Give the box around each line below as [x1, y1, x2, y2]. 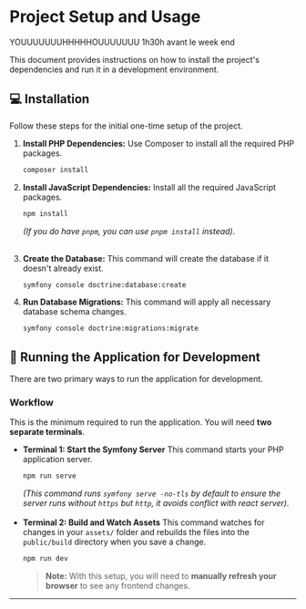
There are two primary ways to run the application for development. [9, 374, 264, 385]
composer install [22, 165, 89, 174]
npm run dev [22, 554, 68, 563]
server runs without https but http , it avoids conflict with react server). [22, 498, 290, 509]
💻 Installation [9, 91, 90, 107]
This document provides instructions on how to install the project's [9, 54, 260, 65]
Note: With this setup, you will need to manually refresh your [45, 571, 277, 582]
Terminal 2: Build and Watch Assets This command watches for [22, 517, 266, 528]
